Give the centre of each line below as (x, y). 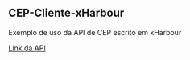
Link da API (27, 48)
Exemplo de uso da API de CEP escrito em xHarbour (95, 32)
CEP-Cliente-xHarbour (66, 13)
